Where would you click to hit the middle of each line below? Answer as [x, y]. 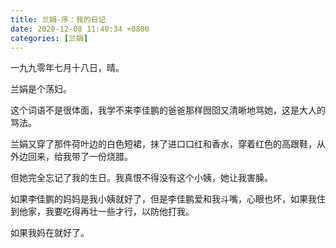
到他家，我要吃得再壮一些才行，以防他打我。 [102, 212]
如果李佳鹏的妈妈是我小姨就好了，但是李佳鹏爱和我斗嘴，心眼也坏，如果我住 [168, 199]
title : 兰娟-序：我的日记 [58, 19]
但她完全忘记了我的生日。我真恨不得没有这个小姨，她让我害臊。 [141, 178]
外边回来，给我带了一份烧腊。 [71, 157]
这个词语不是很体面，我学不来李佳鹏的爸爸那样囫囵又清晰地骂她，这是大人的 [168, 110]
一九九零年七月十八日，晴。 [67, 68]
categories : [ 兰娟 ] [49, 38]
